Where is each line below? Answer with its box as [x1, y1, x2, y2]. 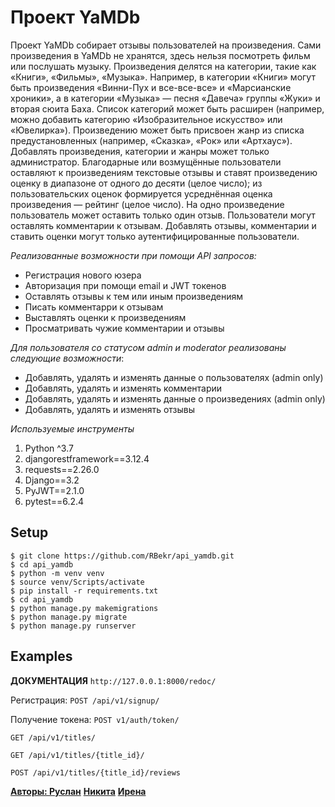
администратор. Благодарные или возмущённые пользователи [10, 156, 282, 168]
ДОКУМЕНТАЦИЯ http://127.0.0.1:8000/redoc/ [10, 674, 217, 686]
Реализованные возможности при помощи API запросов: [10, 249, 257, 261]
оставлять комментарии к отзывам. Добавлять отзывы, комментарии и [10, 219, 317, 231]
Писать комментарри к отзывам [24, 301, 164, 313]
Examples [10, 648, 73, 665]
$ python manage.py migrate [10, 612, 128, 622]
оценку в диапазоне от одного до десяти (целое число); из [10, 177, 263, 189]
